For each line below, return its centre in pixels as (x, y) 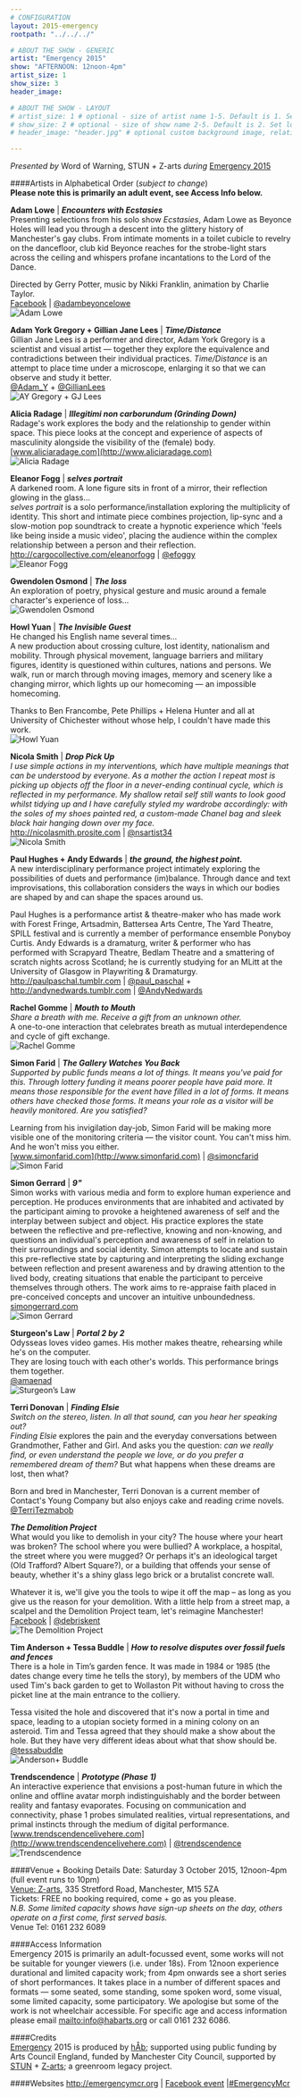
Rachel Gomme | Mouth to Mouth (73, 1008)
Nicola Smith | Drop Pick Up (63, 756)
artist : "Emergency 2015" (58, 59)
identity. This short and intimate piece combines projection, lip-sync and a (147, 517)
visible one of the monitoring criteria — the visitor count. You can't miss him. (150, 1137)
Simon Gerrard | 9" (46, 1183)
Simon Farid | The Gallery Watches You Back (95, 1063)
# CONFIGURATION (40, 17)
